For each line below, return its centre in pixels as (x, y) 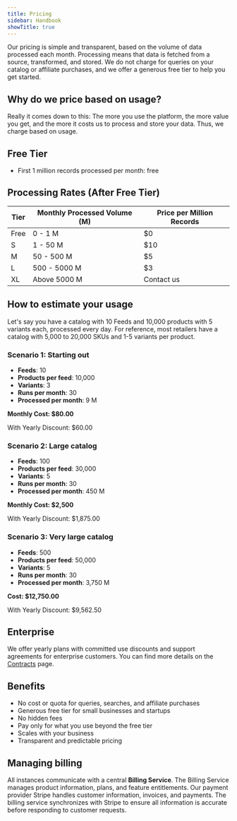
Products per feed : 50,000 (57, 560)
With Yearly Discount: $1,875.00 (54, 519)
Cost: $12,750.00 (34, 596)
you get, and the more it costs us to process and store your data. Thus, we (116, 124)
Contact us (162, 279)
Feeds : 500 (34, 553)
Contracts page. (31, 664)
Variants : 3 (34, 385)
